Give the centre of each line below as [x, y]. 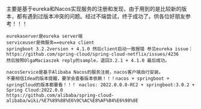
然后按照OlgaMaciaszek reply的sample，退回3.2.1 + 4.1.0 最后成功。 [88, 60]
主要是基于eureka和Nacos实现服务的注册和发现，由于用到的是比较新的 [94, 9]
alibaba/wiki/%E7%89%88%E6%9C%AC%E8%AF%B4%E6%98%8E [72, 101]
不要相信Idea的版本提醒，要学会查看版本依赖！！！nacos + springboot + [88, 78]
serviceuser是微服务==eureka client [50, 43]
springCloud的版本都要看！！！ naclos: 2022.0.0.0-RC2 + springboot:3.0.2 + [100, 85]
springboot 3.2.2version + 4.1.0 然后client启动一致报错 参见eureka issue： [100, 49]
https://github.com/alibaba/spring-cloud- [60, 95]
